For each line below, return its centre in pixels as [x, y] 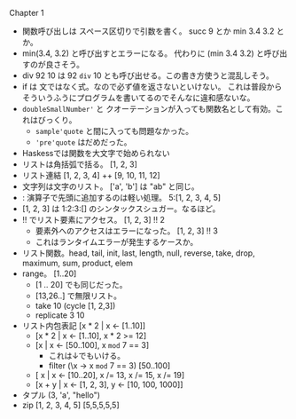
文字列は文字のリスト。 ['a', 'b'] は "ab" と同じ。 [110, 186]
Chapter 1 [27, 13]
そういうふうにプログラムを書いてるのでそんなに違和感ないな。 [138, 98]
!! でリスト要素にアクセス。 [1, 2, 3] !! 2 [93, 220]
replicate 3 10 [60, 315]
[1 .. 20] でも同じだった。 [81, 285]
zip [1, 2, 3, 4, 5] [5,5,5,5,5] [70, 405]
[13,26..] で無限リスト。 [78, 296]
